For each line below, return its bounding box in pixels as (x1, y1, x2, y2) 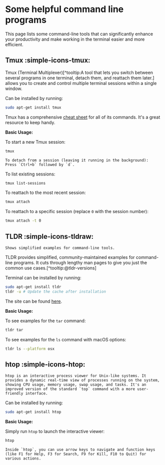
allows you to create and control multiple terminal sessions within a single (5, 80, 157, 86)
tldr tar (5, 327, 23, 332)
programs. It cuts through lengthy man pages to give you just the (13, 259, 147, 265)
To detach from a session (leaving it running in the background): (5, 157, 149, 163)
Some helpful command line (5, 4, 124, 15)
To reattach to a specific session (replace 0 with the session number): (5, 209, 148, 215)
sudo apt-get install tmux (5, 105, 61, 110)
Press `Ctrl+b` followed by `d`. (5, 162, 75, 167)
